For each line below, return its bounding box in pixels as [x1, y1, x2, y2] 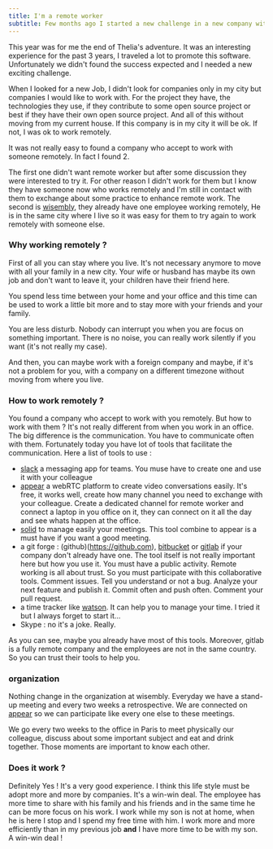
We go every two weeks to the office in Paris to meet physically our [8, 724, 234, 734]
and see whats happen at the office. [19, 516, 141, 526]
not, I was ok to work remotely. [8, 127, 112, 137]
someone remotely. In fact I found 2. [8, 152, 130, 161]
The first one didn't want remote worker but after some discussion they [8, 167, 247, 177]
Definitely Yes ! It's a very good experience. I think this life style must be [8, 781, 250, 790]
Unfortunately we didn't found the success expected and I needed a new [8, 59, 253, 69]
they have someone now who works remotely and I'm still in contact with [8, 184, 252, 194]
